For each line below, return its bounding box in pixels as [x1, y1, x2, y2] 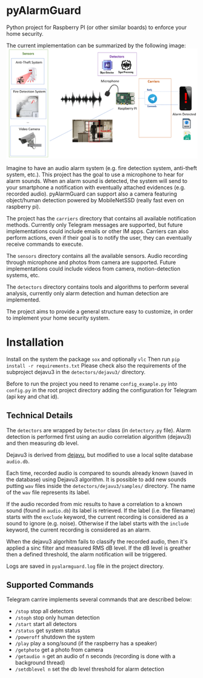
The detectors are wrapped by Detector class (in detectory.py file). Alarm [6, 426, 191, 433]
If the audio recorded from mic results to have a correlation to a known [6, 500, 183, 507]
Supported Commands [6, 579, 94, 590]
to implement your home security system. [6, 314, 110, 321]
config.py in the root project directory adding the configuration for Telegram [6, 386, 197, 393]
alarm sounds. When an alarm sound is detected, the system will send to [6, 177, 188, 185]
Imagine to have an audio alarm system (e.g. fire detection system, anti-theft [6, 164, 198, 171]
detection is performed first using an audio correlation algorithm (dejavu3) [6, 433, 192, 440]
